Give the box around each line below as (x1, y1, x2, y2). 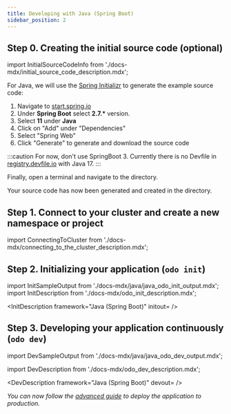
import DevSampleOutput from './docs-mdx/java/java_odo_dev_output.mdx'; (7, 351, 223, 360)
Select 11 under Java (17, 117, 77, 125)
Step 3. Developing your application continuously (7, 323, 224, 334)
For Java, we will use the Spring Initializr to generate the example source (7, 81, 214, 90)
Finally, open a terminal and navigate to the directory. (7, 173, 159, 181)
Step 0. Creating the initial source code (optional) (7, 42, 223, 54)
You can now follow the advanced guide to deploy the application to (7, 392, 202, 400)
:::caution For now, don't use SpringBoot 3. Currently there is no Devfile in (7, 152, 217, 161)
